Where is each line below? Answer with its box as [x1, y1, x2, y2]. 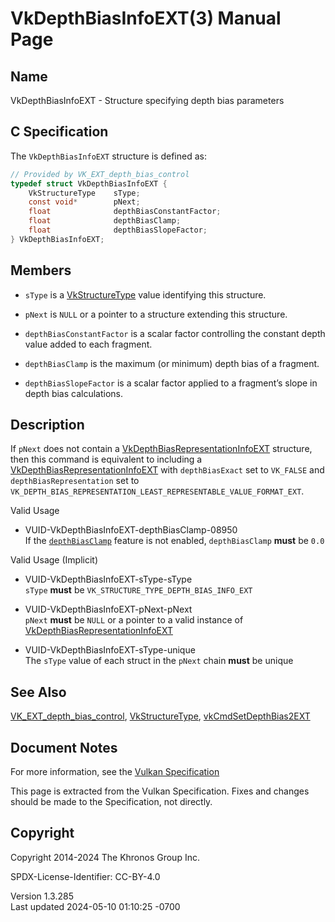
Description [10, 417, 85, 434]
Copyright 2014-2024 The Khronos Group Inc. [10, 851, 200, 863]
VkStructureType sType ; [28, 188, 141, 198]
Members [10, 262, 72, 279]
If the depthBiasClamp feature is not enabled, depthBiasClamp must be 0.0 [24, 535, 325, 547]
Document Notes [10, 739, 118, 756]
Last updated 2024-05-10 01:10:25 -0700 [10, 900, 181, 912]
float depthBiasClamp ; [28, 216, 182, 226]
